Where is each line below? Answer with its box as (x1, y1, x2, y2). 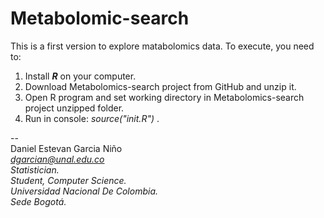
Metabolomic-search (10, 7, 190, 30)
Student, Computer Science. (10, 174, 127, 186)
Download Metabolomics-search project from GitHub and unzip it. (24, 80, 297, 92)
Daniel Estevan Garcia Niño (10, 142, 123, 154)
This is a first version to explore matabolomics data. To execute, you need (10, 40, 315, 52)
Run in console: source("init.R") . (24, 112, 160, 124)
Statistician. (10, 163, 60, 176)
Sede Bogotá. (10, 195, 67, 207)
